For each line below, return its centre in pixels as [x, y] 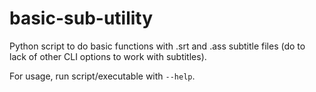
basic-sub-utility [81, 18]
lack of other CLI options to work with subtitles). [108, 56]
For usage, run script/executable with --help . [102, 76]
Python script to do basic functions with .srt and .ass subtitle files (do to [157, 46]
